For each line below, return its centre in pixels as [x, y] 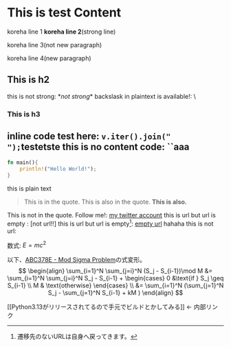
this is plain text [29, 189]
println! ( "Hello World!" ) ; [58, 169]
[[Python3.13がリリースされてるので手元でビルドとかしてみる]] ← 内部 [107, 307]
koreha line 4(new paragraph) [49, 58]
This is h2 [29, 80]
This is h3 [24, 114]
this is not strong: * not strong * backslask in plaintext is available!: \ [101, 96]
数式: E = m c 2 [27, 245]
